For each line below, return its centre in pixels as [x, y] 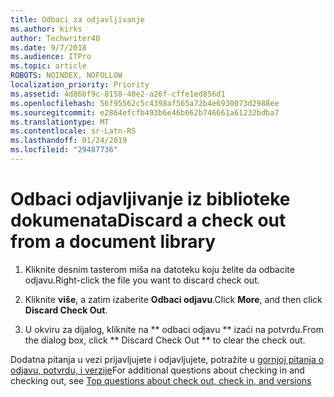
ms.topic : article [48, 66]
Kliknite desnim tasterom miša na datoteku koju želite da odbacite [159, 269]
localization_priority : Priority [80, 85]
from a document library [113, 242]
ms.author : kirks [46, 29]
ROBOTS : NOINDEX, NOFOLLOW [66, 76]
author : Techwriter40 [55, 38]
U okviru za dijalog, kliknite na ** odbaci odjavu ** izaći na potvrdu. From [174, 329]
